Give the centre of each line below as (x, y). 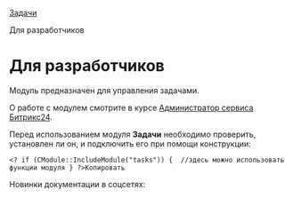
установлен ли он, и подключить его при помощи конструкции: (130, 143)
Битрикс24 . (31, 117)
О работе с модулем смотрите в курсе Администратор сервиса (131, 107)
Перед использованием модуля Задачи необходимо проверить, (133, 134)
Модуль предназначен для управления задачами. (105, 90)
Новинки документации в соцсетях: (77, 184)
